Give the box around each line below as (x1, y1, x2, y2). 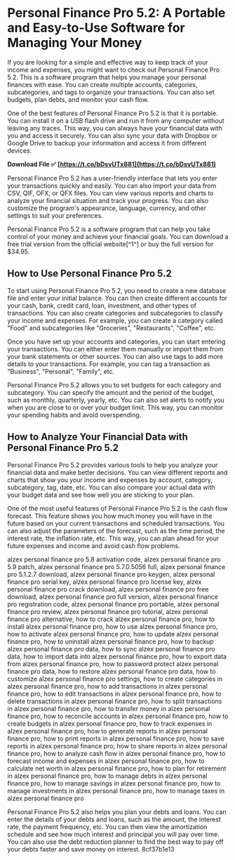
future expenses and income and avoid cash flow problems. (7, 541, 180, 549)
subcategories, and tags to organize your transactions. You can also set (7, 88, 215, 96)
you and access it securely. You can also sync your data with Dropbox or (7, 131, 217, 140)
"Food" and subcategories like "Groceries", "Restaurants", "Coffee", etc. (7, 323, 216, 332)
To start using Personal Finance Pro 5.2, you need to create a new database (7, 286, 227, 294)
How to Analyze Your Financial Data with (7, 431, 188, 443)
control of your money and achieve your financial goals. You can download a (7, 232, 229, 240)
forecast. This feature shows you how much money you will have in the (7, 512, 213, 520)
